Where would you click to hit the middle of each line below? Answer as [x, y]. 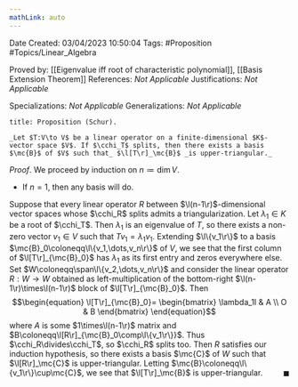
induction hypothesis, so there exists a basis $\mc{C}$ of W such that [138, 353]
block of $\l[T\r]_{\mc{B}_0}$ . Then [143, 288]
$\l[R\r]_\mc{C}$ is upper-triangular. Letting [89, 363]
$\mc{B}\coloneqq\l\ [209, 363]
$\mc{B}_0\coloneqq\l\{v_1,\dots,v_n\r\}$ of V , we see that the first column [145, 248]
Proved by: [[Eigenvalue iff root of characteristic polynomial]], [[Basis [136, 69]
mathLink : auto [37, 17]
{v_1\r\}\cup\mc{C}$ [46, 372]
